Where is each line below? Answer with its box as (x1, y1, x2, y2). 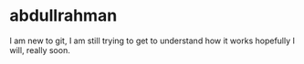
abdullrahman (9, 5, 118, 26)
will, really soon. (9, 44, 70, 55)
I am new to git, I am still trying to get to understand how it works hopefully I (9, 35, 295, 46)
